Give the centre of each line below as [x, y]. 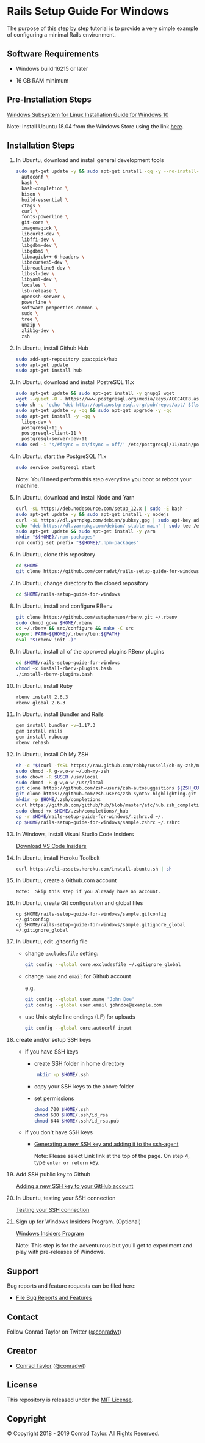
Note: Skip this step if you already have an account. [88, 892]
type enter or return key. [67, 1162]
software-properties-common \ [60, 308]
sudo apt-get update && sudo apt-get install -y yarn [85, 531]
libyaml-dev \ [39, 279]
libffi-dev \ [38, 240]
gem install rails [39, 731]
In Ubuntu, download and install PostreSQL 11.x [75, 382]
